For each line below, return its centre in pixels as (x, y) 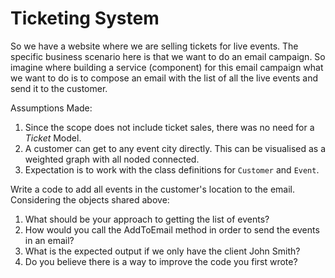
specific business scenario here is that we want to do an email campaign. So (168, 56)
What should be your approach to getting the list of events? (147, 219)
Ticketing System (85, 18)
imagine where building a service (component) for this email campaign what (167, 67)
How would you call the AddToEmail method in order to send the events (172, 229)
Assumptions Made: (51, 108)
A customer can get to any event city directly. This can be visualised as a (175, 148)
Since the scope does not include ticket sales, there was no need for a (169, 127)
